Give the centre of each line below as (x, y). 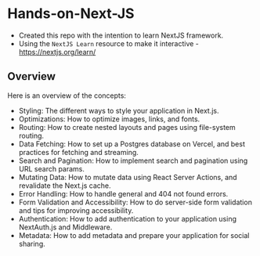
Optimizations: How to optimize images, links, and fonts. (109, 119)
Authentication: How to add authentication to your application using (127, 218)
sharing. (32, 243)
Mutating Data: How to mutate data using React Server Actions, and (128, 177)
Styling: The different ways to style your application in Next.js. (119, 110)
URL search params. (52, 168)
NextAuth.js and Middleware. (65, 227)
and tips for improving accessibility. (76, 210)
